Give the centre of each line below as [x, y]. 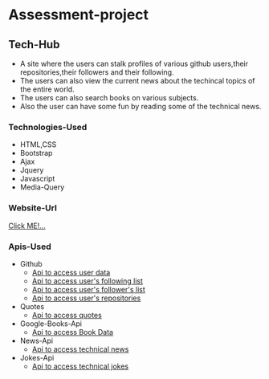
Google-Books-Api [51, 324]
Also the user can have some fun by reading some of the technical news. [141, 106]
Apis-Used [30, 247]
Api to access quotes [67, 315]
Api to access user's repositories [86, 298]
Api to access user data [71, 272]
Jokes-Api [37, 357]
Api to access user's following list [87, 281]
